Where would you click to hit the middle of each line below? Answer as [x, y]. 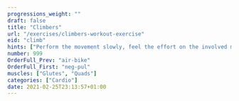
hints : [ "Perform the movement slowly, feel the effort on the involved [117, 47]
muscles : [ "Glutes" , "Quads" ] [52, 73]
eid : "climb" [27, 41]
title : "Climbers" [34, 27]
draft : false [27, 21]
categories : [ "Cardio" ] [43, 80]
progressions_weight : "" [44, 14]
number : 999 [25, 54]
